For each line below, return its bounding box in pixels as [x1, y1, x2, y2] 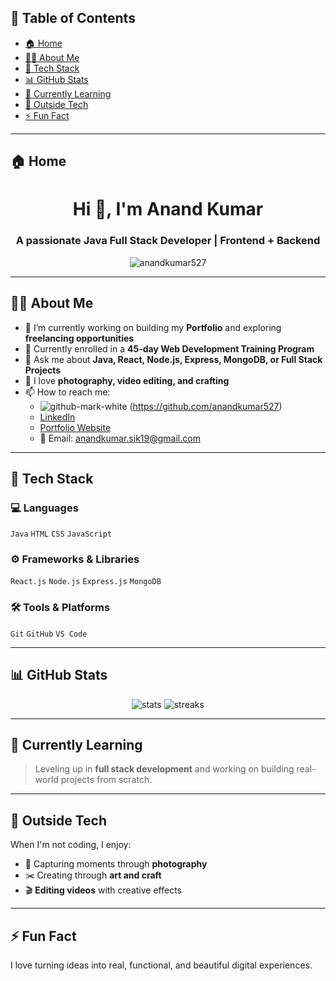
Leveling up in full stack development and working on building [34, 763, 295, 775]
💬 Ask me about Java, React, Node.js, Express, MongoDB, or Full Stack [24, 353, 323, 365]
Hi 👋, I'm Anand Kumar [72, 198, 264, 221]
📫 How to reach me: [24, 386, 111, 398]
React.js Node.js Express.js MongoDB [10, 577, 162, 587]
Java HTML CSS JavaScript [10, 529, 113, 540]
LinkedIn [39, 411, 76, 423]
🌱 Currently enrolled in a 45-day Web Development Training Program [24, 342, 315, 355]
